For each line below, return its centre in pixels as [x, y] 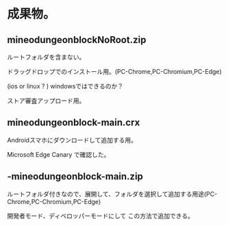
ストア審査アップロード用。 [46, 101]
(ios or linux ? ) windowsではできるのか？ [65, 86]
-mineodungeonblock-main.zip [75, 176]
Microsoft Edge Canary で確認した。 [59, 154]
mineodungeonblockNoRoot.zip [77, 39]
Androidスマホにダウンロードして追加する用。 [72, 140]
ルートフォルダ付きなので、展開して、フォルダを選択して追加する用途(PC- [112, 194]
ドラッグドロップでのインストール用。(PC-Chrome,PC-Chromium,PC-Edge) [115, 72]
